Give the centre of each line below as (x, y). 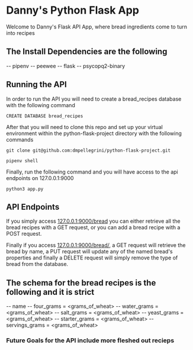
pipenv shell (22, 160)
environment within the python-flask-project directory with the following (94, 133)
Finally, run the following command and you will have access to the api (92, 172)
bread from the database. (37, 264)
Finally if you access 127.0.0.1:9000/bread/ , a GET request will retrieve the (96, 245)
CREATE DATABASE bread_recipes (45, 116)
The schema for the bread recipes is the (81, 283)
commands (20, 139)
